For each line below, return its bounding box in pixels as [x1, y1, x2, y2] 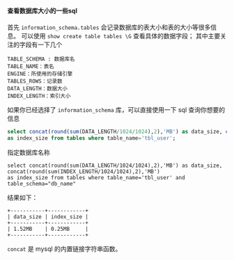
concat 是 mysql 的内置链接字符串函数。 [7, 244, 122, 253]
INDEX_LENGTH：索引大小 [7, 92, 71, 100]
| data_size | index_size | [7, 213, 89, 220]
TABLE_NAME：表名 [7, 63, 54, 70]
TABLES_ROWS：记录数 [7, 78, 63, 85]
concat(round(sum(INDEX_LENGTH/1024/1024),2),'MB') [7, 168, 160, 175]
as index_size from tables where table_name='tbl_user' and [7, 174, 186, 181]
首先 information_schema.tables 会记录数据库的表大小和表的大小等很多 [7, 23, 211, 31]
